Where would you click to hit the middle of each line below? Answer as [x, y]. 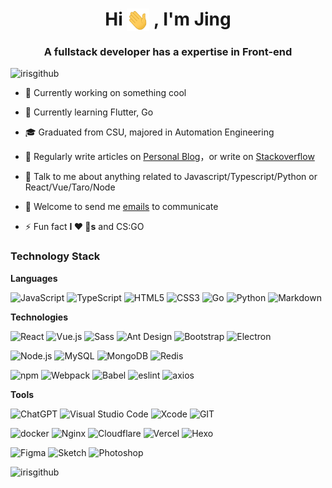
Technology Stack [55, 256]
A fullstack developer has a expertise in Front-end [168, 52]
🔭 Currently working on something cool [105, 93]
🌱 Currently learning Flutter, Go [89, 112]
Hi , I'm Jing [168, 19]
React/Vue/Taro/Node [70, 187]
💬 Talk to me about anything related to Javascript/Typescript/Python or [171, 177]
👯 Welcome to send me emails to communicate [121, 207]
